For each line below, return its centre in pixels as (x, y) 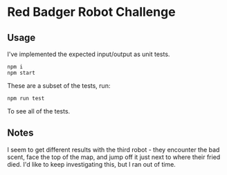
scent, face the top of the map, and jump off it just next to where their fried (114, 157)
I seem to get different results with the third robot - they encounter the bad (113, 149)
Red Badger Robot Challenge (91, 12)
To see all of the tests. (39, 111)
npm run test (26, 98)
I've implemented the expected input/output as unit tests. (89, 54)
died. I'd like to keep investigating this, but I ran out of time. (92, 164)
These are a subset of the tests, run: (59, 86)
